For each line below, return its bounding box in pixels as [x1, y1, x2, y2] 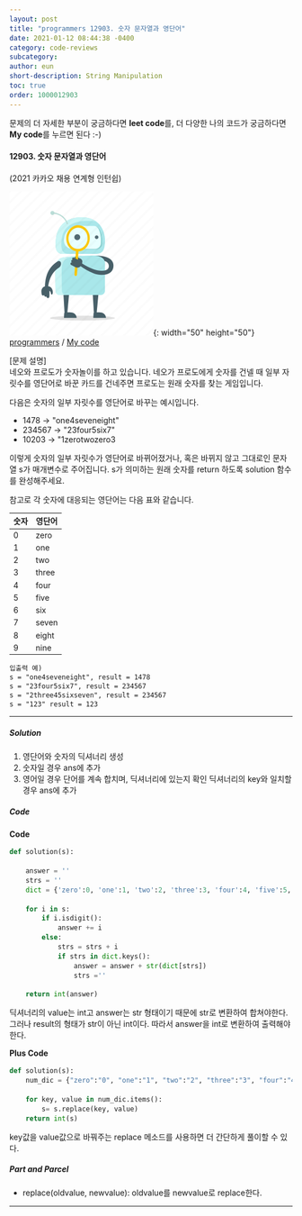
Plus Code [9, 1048, 49, 1058]
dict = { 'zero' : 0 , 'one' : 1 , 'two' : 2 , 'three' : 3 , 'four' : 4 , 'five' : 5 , [25, 885, 292, 894]
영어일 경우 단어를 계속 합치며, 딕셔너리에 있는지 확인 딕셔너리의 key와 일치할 [22, 774, 292, 785]
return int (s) [25, 1113, 78, 1123]
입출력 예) [9, 664, 43, 673]
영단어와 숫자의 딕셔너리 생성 [22, 751, 124, 762]
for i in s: [25, 904, 70, 913]
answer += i [57, 923, 102, 932]
